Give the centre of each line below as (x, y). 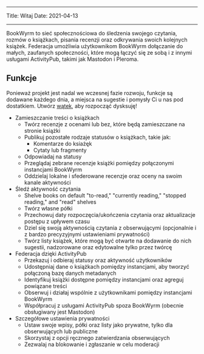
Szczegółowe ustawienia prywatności (62, 318)
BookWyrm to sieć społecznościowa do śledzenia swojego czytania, (92, 33)
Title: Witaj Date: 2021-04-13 (42, 16)
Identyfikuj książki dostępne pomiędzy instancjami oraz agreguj (104, 279)
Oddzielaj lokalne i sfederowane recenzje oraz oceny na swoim (103, 176)
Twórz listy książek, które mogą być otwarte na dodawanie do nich (108, 241)
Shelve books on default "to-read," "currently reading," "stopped (105, 195)
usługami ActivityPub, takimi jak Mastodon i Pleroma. (73, 59)
